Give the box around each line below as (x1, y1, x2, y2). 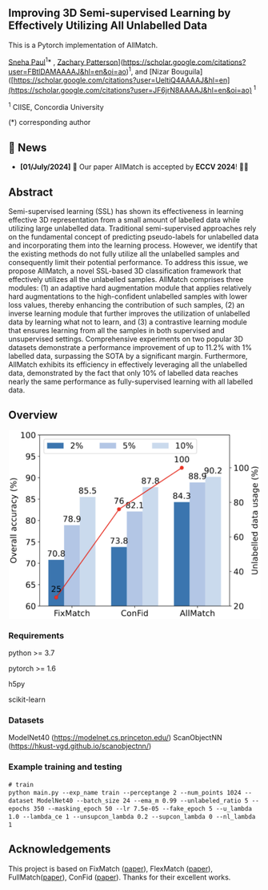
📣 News (8, 140, 47, 155)
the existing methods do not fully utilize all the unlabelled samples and (8, 249, 240, 259)
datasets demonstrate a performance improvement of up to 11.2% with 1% (8, 343, 252, 352)
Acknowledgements (8, 843, 111, 856)
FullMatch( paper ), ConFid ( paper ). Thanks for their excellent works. (8, 872, 231, 882)
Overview (8, 409, 58, 422)
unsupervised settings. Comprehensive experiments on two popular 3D (8, 334, 244, 344)
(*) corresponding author (8, 118, 91, 127)
